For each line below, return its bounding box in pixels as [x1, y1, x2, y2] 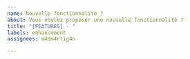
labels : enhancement [7, 29, 67, 36]
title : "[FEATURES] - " [7, 23, 76, 29]
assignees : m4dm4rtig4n [7, 36, 76, 43]
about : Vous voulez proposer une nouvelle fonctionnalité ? [7, 16, 184, 23]
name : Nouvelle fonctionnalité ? [7, 10, 104, 17]
